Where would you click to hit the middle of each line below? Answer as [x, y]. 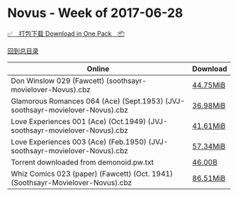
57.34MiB [209, 146]
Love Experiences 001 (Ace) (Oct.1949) [79, 121]
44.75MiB [209, 85]
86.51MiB [209, 178]
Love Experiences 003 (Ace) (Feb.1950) [79, 142]
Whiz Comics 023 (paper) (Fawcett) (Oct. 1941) [92, 174]
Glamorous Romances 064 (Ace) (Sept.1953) [87, 101]
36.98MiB [209, 106]
